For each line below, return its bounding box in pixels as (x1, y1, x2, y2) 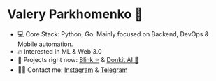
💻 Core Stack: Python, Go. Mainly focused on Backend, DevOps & (17, 29, 209, 38)
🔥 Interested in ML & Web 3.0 (17, 47, 103, 55)
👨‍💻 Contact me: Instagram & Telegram (17, 66, 128, 74)
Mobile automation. (17, 40, 73, 48)
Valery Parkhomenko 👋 (7, 6, 143, 22)
